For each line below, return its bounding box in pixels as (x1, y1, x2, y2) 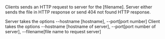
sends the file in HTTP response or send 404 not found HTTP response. (5, 9, 151, 15)
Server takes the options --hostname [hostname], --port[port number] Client (5, 19, 160, 24)
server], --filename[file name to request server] (5, 29, 102, 34)
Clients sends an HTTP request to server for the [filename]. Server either (5, 4, 152, 10)
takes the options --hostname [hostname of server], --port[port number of (5, 24, 156, 29)
